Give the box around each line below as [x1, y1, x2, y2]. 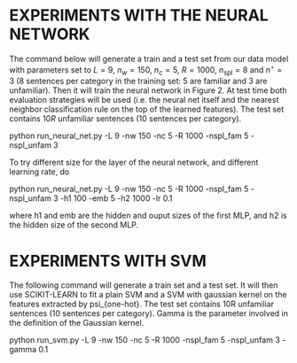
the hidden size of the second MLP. [9, 220, 139, 230]
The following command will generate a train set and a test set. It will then [9, 280, 278, 290]
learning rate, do [9, 166, 70, 177]
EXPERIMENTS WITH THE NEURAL [9, 5, 269, 26]
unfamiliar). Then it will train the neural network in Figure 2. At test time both [9, 85, 287, 96]
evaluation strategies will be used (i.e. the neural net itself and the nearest [9, 95, 279, 105]
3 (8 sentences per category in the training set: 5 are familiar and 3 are [9, 76, 268, 87]
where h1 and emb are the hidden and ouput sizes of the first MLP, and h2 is [9, 210, 287, 221]
